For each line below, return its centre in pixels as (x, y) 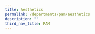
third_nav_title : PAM (28, 24)
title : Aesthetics (24, 10)
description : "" (22, 19)
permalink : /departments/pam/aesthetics (48, 14)
